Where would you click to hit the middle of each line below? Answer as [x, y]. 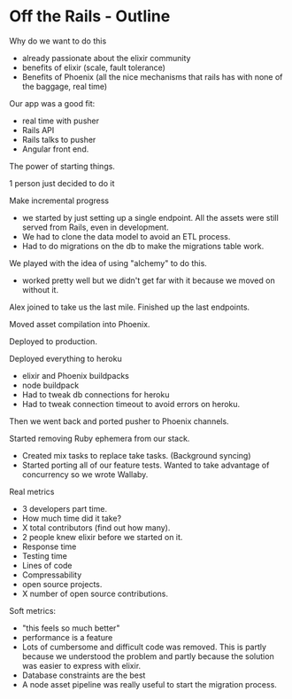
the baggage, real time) [65, 86]
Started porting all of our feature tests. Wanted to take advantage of [146, 465]
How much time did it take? [72, 518]
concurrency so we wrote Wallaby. [85, 474]
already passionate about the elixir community [106, 58]
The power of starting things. [62, 166]
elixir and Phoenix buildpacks [76, 375]
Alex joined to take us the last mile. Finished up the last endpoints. [130, 307]
